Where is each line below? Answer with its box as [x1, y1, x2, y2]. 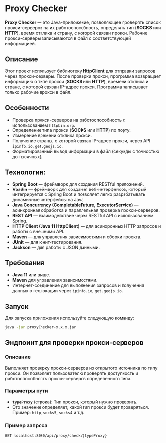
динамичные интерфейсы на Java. [12, 197, 85, 203]
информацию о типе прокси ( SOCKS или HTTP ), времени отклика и [5, 78, 149, 84]
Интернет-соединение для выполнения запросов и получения [12, 282, 144, 288]
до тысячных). [12, 153, 43, 159]
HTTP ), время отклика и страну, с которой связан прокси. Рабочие [5, 30, 148, 36]
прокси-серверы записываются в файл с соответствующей [5, 35, 131, 41]
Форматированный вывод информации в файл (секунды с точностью [12, 148, 160, 154]
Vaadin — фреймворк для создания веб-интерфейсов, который [12, 187, 147, 192]
